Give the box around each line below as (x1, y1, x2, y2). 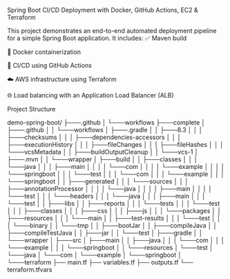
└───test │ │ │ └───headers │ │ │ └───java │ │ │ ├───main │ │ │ (7, 192, 206, 200)
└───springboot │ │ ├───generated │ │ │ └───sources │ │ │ (7, 177, 189, 186)
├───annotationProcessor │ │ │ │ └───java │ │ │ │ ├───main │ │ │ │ (7, 185, 213, 192)
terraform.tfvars (7, 266, 52, 273)
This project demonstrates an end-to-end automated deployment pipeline (7, 27, 217, 35)
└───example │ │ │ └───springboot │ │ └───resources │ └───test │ (7, 244, 214, 251)
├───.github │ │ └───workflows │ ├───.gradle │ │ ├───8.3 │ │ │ (7, 126, 203, 134)
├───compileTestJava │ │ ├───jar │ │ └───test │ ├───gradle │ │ (7, 228, 203, 237)
